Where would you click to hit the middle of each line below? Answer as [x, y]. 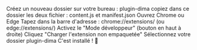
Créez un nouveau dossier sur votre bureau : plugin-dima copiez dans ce [98, 9]
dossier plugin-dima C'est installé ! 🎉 [52, 41]
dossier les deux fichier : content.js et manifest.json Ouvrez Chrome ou [95, 15]
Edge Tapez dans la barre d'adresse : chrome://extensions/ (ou [85, 21]
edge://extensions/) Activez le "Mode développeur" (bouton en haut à [94, 28]
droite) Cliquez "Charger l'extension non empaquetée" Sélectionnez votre [98, 34]
